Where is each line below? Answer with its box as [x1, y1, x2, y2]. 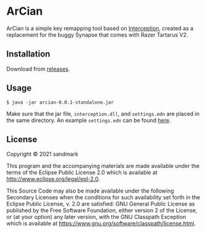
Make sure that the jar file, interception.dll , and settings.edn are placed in [6, 110, 200, 117]
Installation [6, 49, 50, 59]
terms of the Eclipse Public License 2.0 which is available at [6, 169, 158, 176]
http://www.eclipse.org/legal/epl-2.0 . [6, 175, 100, 183]
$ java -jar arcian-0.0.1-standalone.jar [6, 99, 114, 105]
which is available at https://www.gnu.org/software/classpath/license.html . [6, 220, 196, 227]
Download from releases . [6, 65, 70, 72]
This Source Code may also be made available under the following [6, 187, 174, 194]
